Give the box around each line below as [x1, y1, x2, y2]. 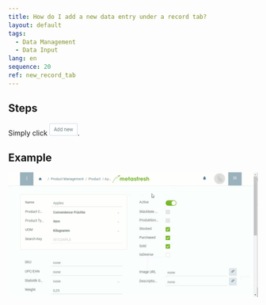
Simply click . [8, 128, 80, 138]
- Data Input [15, 46, 59, 55]
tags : [8, 29, 26, 37]
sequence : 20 [8, 63, 51, 71]
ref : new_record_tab [8, 71, 77, 79]
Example [8, 151, 52, 164]
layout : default [8, 21, 62, 29]
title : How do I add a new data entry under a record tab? [8, 13, 207, 21]
